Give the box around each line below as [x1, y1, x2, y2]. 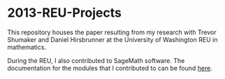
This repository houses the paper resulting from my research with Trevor [7, 28, 217, 36]
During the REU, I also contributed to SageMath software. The [7, 56, 185, 64]
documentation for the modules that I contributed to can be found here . [7, 64, 213, 72]
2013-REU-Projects [7, 5, 122, 21]
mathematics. [7, 43, 47, 51]
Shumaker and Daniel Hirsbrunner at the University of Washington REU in [7, 35, 218, 43]
